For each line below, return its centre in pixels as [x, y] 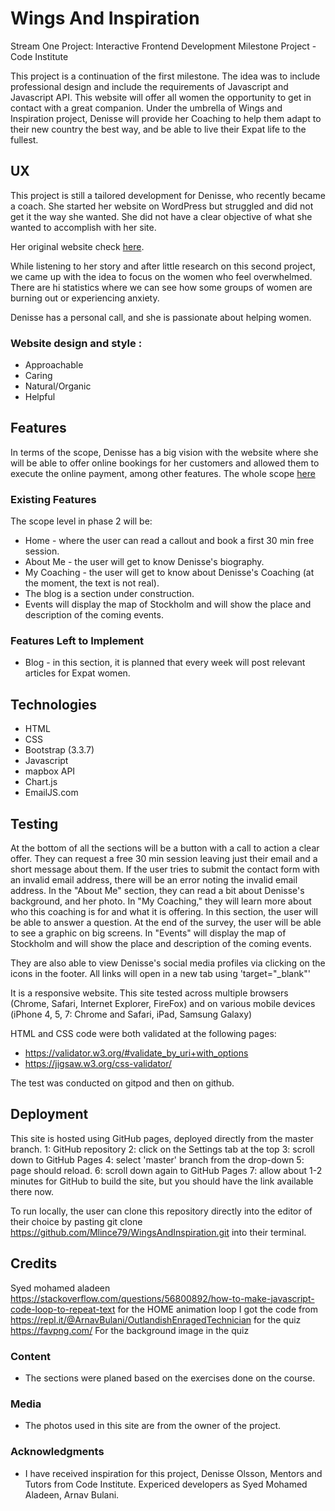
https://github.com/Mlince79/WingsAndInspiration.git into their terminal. [158, 1232]
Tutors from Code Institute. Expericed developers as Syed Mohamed [166, 1484]
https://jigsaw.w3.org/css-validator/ [98, 1064]
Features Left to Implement [77, 641]
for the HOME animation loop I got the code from [217, 1309]
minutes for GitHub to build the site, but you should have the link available [162, 1181]
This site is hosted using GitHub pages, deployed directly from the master [162, 1138]
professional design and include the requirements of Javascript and [149, 86]
